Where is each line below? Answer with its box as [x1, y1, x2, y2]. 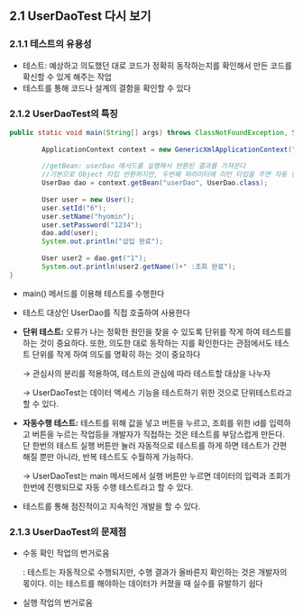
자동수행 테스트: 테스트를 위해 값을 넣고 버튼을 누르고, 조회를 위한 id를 [22, 417, 268, 428]
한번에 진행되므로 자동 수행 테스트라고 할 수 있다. [22, 481, 194, 493]
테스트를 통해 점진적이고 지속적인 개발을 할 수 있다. [22, 501, 201, 512]
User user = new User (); [41, 195, 135, 204]
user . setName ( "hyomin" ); [41, 212, 135, 221]
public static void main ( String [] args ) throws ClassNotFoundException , [9, 128, 289, 137]
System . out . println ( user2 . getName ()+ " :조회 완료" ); [41, 262, 236, 271]
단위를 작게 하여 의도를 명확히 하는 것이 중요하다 [32, 349, 201, 359]
